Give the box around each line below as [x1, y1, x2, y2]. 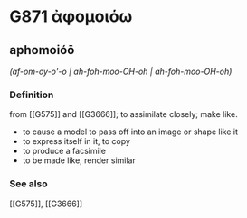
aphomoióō [9, 42, 75, 58]
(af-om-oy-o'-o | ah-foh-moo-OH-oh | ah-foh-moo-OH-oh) [9, 66, 233, 77]
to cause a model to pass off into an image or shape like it [22, 126, 238, 137]
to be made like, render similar [22, 155, 136, 166]
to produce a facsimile [22, 146, 107, 157]
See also [9, 177, 48, 190]
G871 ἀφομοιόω [9, 6, 133, 27]
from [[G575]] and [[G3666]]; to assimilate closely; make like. [9, 109, 238, 120]
